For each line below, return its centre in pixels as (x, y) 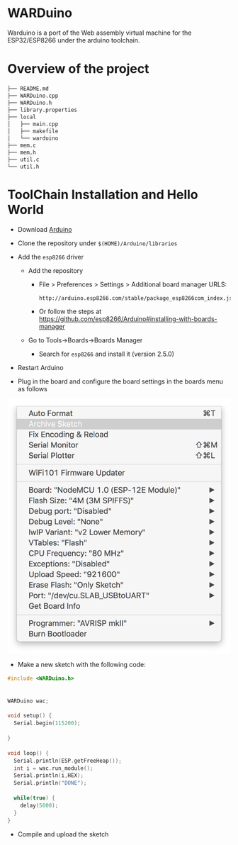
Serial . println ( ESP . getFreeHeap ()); (68, 761)
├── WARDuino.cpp (33, 96)
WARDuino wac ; (28, 701)
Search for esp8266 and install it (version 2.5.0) (107, 354)
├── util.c (23, 160)
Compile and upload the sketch (63, 834)
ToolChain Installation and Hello (103, 195)
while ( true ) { (34, 798)
